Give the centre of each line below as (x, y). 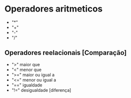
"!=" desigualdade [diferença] (41, 90)
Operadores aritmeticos (54, 9)
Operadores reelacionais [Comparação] (66, 53)
